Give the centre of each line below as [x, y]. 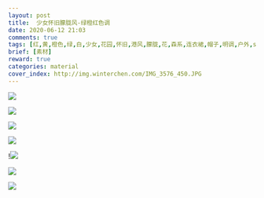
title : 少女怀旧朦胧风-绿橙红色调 [59, 23]
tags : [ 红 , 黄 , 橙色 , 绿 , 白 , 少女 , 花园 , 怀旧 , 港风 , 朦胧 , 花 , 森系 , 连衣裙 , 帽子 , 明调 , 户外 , [131, 45]
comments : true [33, 37]
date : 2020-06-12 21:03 [47, 30]
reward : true [29, 60]
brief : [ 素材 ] [30, 52]
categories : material [44, 67]
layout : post [29, 15]
